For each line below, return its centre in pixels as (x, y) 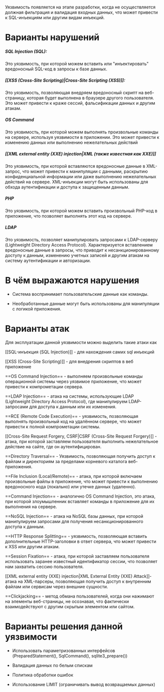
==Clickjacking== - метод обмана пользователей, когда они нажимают (80, 596)
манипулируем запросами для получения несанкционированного (74, 521)
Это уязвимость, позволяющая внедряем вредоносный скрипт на (74, 93)
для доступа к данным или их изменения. (73, 407)
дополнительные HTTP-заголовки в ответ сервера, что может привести (81, 541)
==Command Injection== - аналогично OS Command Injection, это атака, (80, 496)
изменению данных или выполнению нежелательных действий (71, 143)
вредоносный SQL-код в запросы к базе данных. (56, 69)
